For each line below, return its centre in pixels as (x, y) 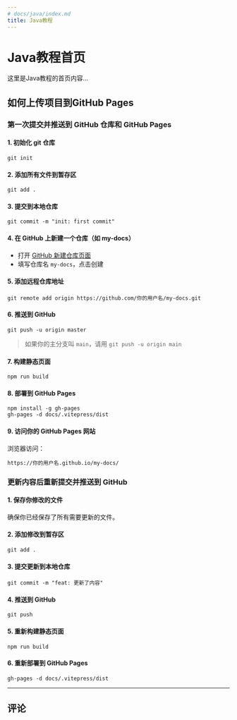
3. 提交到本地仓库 (33, 206)
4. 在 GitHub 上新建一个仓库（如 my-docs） (71, 238)
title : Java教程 (30, 20)
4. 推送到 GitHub (32, 599)
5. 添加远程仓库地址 (36, 281)
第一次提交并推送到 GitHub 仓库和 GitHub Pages (89, 124)
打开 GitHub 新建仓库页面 (54, 255)
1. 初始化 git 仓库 (31, 142)
